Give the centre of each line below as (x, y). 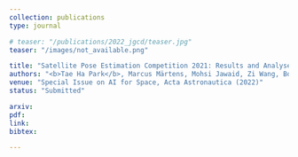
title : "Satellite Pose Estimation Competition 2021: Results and (134, 66)
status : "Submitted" (47, 90)
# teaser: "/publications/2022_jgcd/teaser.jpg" (101, 42)
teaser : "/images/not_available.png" (79, 50)
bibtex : (24, 131)
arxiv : (21, 106)
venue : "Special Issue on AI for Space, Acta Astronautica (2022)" (137, 82)
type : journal (35, 26)
